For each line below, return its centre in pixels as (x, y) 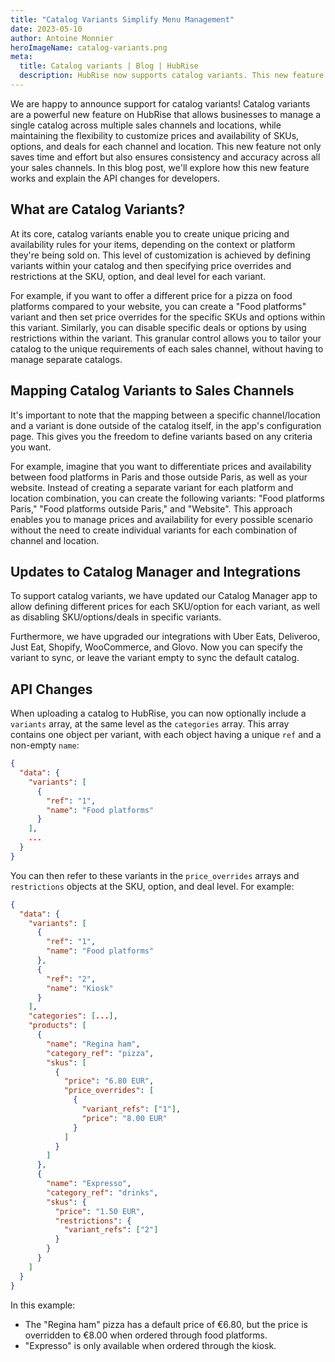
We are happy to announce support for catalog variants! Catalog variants (160, 103)
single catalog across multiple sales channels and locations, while (146, 125)
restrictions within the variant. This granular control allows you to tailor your (166, 338)
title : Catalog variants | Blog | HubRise (109, 66)
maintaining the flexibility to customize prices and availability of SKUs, (155, 135)
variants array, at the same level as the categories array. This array (150, 724)
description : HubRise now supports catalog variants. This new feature (172, 76)
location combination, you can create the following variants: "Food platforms (167, 498)
